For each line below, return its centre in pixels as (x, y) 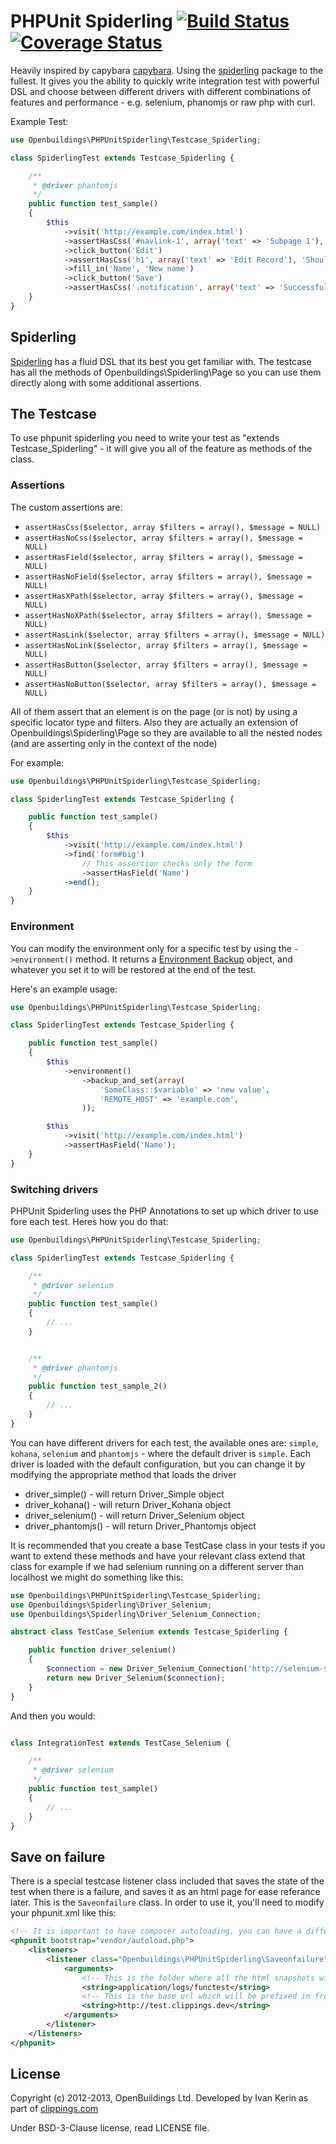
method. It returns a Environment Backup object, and (184, 959)
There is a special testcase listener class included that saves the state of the (167, 1881)
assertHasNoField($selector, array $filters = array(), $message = (168, 576)
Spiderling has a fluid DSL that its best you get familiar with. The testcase (161, 361)
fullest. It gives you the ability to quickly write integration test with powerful (165, 81)
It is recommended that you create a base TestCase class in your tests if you (168, 1545)
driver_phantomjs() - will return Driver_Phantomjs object (140, 1526)
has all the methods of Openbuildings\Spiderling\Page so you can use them (166, 372)
